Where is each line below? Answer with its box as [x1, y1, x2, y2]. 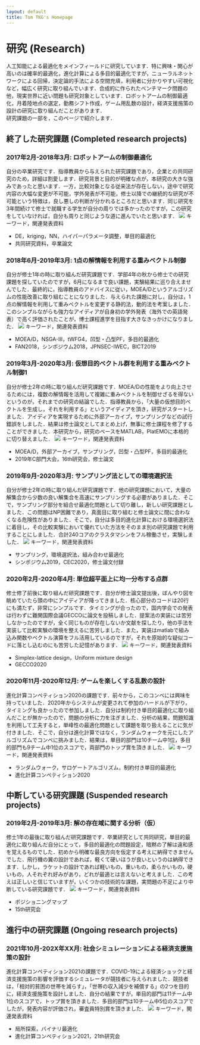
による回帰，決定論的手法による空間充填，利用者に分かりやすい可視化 [21, 77, 194, 85]
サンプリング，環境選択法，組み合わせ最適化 [14, 551, 124, 559]
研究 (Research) [6, 42, 85, 55]
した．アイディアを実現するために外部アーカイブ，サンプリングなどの [11, 413, 183, 420]
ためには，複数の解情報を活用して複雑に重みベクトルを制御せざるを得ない [11, 391, 194, 398]
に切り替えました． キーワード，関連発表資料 [6, 435, 125, 442]
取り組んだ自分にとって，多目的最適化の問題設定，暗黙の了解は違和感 [21, 841, 193, 849]
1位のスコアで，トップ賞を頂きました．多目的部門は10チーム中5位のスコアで [6, 997, 194, 1005]
